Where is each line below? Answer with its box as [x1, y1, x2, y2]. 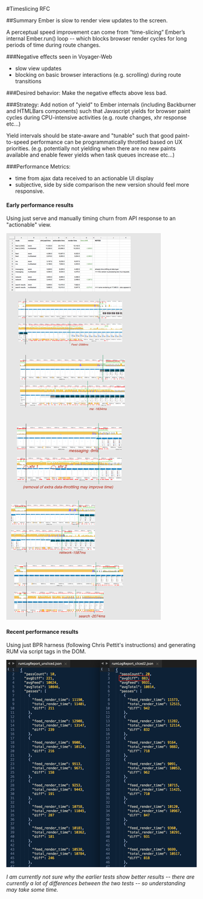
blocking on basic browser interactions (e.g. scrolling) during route [14, 71, 181, 78]
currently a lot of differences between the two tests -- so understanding [6, 880, 186, 887]
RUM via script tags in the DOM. [6, 648, 86, 655]
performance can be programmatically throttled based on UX [30, 138, 182, 146]
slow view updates [14, 65, 62, 72]
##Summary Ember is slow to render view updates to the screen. [6, 17, 168, 24]
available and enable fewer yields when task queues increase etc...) [6, 151, 175, 158]
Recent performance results [6, 628, 79, 635]
